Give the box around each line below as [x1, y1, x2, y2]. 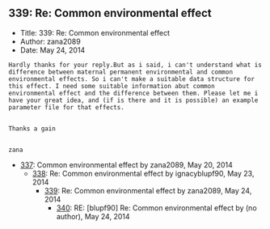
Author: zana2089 [19, 36, 81, 46]
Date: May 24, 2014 [19, 45, 86, 55]
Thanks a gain [8, 125, 57, 133]
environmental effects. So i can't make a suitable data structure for [8, 74, 255, 83]
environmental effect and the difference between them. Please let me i [8, 89, 259, 97]
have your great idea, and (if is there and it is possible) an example [8, 96, 259, 104]
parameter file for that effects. [8, 103, 125, 112]
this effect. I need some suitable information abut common [8, 82, 216, 90]
